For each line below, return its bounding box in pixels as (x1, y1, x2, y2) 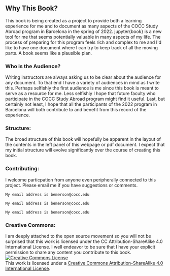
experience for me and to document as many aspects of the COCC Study (5, 23, 158, 29)
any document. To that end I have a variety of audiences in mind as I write (5, 80, 160, 86)
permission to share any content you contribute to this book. (5, 249, 131, 255)
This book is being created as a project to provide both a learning (5, 17, 142, 23)
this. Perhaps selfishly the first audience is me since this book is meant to (5, 85, 159, 91)
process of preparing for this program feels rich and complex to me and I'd (5, 39, 161, 45)
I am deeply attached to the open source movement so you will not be (5, 233, 151, 239)
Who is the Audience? (5, 63, 61, 70)
